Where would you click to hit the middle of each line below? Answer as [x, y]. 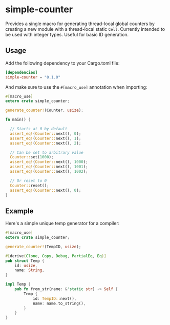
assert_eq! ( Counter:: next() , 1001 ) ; [49, 167]
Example [19, 211]
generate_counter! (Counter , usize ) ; [44, 110]
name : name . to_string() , [59, 303]
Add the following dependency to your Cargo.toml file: [62, 63]
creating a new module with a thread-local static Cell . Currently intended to [85, 29]
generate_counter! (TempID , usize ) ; [43, 247]
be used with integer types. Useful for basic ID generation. [67, 34]
